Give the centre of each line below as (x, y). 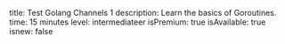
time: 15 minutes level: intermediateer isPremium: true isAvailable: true (138, 22)
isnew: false (31, 31)
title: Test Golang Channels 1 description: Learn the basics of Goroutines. (143, 13)
